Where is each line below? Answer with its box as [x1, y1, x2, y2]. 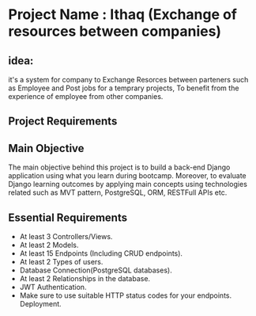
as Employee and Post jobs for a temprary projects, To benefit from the [8, 83, 239, 93]
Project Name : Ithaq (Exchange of [8, 6, 237, 24]
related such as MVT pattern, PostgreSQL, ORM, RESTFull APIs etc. [8, 188, 228, 197]
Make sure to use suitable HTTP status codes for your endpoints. [19, 291, 232, 300]
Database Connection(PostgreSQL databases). [19, 265, 172, 275]
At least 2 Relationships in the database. [19, 274, 151, 284]
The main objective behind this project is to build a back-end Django [8, 162, 231, 172]
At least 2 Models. [19, 240, 79, 250]
